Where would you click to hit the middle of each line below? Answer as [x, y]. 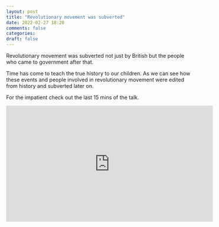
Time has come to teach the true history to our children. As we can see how [98, 73]
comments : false [26, 28]
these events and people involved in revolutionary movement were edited [95, 80]
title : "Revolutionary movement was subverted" [66, 17]
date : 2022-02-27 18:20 [35, 22]
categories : [21, 34]
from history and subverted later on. [50, 86]
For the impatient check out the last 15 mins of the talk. [73, 97]
